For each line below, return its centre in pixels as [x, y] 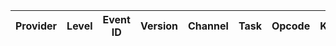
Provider [36, 26]
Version [159, 26]
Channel [208, 26]
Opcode [291, 26]
